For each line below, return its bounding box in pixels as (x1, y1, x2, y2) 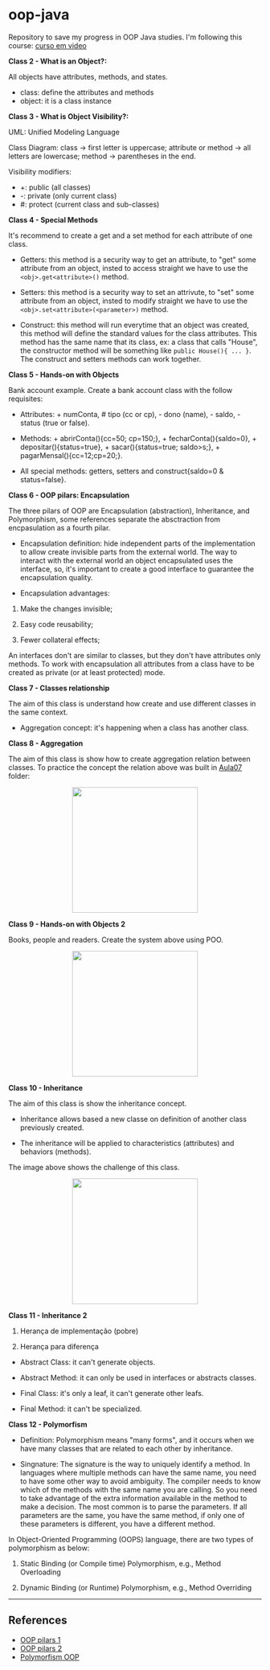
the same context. (8, 707, 68, 717)
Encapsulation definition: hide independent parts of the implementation (19, 538, 256, 548)
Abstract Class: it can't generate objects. (19, 1357, 156, 1367)
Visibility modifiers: (8, 166, 72, 176)
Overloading (19, 1567, 62, 1577)
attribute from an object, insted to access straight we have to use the (19, 263, 249, 272)
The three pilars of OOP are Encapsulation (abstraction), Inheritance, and (8, 506, 251, 515)
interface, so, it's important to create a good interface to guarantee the (19, 564, 255, 574)
